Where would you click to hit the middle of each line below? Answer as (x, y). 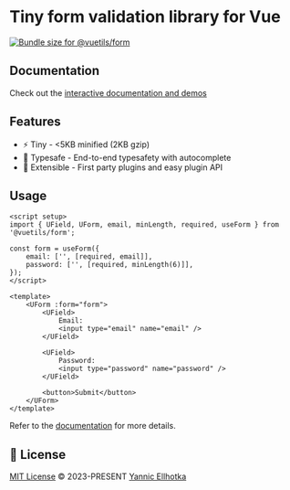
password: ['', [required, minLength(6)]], (110, 265)
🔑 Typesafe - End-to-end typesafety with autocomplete (127, 157)
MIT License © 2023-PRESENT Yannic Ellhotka (98, 476)
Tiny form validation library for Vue (145, 17)
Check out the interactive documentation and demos (108, 92)
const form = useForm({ (55, 249)
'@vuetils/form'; (42, 233)
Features (35, 122)
